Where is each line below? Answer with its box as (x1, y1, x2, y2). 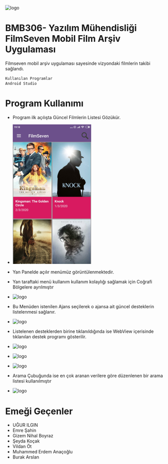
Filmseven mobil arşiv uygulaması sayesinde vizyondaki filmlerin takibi (5, 60, 150, 66)
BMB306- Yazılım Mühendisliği (5, 23, 137, 34)
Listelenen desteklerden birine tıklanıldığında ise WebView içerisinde (12, 328, 154, 334)
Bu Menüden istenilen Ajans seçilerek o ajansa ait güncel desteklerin (12, 304, 154, 310)
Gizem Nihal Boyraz (12, 433, 54, 439)
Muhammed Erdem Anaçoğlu (12, 449, 73, 455)
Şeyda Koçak (12, 438, 40, 444)
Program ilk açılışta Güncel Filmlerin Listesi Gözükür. (12, 114, 121, 120)
